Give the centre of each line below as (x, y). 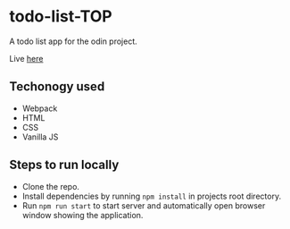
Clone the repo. (51, 186)
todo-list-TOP (61, 17)
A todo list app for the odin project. (74, 41)
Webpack (40, 108)
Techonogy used (57, 87)
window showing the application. (83, 215)
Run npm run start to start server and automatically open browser (144, 205)
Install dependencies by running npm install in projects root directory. (152, 196)
